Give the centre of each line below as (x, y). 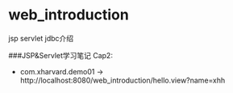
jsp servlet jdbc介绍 (41, 38)
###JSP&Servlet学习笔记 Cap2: (60, 55)
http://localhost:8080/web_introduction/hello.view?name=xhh (123, 80)
